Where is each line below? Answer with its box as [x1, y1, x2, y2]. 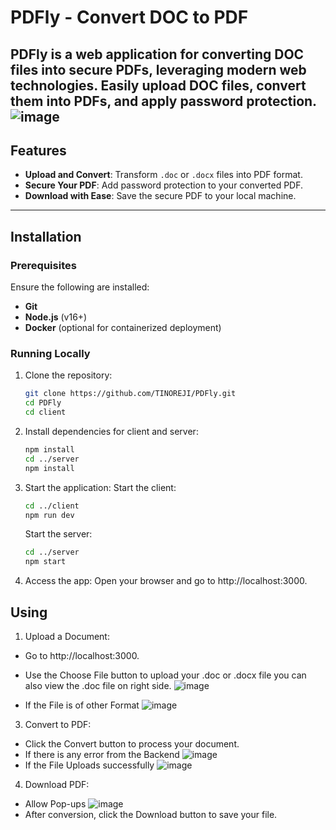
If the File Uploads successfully [24, 759, 155, 771]
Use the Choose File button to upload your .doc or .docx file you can [24, 669, 307, 681]
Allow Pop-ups [24, 797, 87, 810]
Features [10, 142, 67, 159]
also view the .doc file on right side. [24, 679, 172, 691]
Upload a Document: [24, 630, 110, 642]
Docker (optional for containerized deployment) [24, 322, 222, 334]
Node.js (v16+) [24, 311, 88, 323]
